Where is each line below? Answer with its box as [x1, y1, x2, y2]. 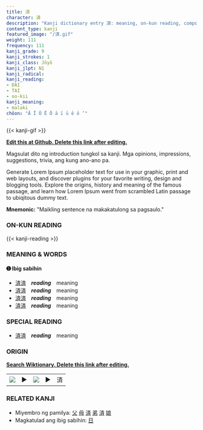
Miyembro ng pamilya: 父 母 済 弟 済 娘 [14, 409, 112, 416]
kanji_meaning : [6, 99, 45, 105]
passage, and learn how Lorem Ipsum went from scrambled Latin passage [6, 188, 191, 195]
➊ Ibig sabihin [6, 265, 42, 273]
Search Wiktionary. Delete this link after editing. [6, 361, 129, 368]
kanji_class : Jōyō [6, 59, 53, 65]
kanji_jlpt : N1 [6, 65, 45, 71]
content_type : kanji [6, 25, 59, 32]
